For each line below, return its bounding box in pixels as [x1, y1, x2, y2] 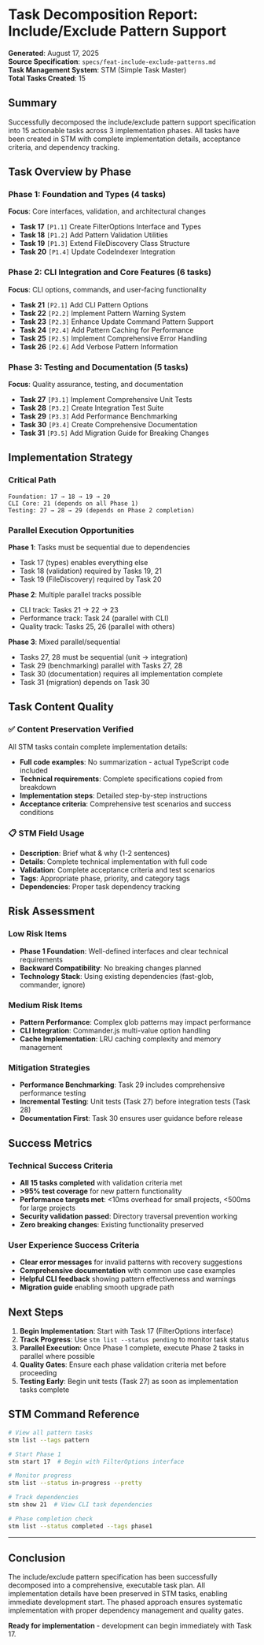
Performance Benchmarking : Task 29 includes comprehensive [19, 1080, 225, 1089]
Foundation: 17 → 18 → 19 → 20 [8, 493, 111, 501]
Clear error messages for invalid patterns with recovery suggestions [19, 1257, 243, 1267]
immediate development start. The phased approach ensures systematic [8, 1598, 243, 1607]
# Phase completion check [8, 1515, 93, 1523]
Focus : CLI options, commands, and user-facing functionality [8, 285, 207, 294]
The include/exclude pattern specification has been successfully [8, 1572, 218, 1582]
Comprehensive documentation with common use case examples [19, 1266, 236, 1275]
